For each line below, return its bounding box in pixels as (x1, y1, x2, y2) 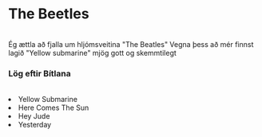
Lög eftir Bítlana (8, 68, 71, 79)
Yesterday (18, 120, 52, 130)
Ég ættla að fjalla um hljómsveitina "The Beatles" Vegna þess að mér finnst (8, 39, 254, 49)
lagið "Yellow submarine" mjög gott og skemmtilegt (8, 48, 177, 57)
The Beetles (8, 5, 89, 23)
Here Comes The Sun (18, 103, 89, 112)
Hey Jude (18, 112, 50, 121)
